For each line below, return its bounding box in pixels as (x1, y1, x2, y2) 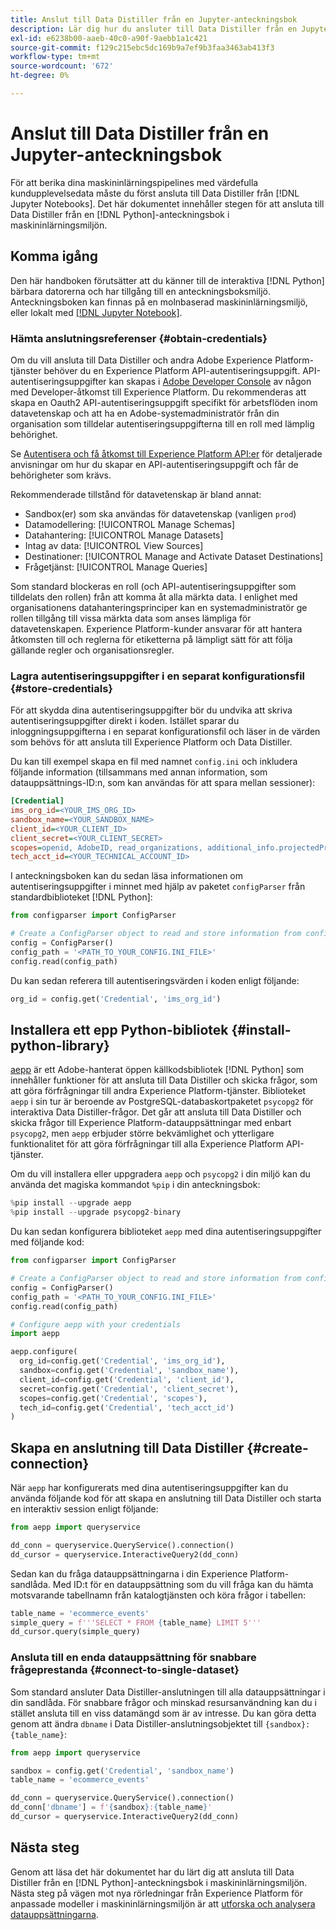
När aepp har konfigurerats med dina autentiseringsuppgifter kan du (10, 1482, 289, 1494)
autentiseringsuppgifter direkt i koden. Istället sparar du (10, 715, 240, 727)
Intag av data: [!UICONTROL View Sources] (24, 539, 204, 551)
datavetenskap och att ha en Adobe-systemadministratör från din (10, 407, 280, 419)
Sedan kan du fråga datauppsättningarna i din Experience (10, 1567, 248, 1580)
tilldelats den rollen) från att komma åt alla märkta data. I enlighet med (10, 591, 298, 603)
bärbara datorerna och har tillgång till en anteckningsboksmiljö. (10, 285, 271, 297)
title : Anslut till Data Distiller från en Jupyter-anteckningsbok (10, 14, 298, 25)
